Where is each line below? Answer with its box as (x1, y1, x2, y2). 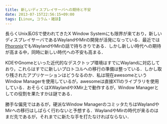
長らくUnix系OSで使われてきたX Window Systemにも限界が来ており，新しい (5, 31, 162, 37)
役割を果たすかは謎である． (18, 91, 75, 97)
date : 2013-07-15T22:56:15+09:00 (5, 12, 75, 17)
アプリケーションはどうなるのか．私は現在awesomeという (26, 72, 147, 78)
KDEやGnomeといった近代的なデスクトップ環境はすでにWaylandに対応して (5, 60, 160, 66)
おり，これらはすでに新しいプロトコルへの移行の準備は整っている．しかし (5, 66, 158, 72)
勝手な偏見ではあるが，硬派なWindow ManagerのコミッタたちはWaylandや (5, 101, 160, 107)
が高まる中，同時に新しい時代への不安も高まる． (5, 49, 106, 55)
